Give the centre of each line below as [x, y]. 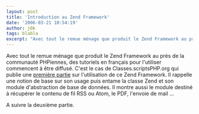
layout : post [22, 12]
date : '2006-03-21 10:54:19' [42, 22]
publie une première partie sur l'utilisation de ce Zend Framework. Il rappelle [99, 75]
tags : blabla [22, 34]
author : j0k [21, 28]
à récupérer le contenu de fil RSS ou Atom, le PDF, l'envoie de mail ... [90, 93]
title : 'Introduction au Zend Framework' [58, 17]
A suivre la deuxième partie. [40, 105]
